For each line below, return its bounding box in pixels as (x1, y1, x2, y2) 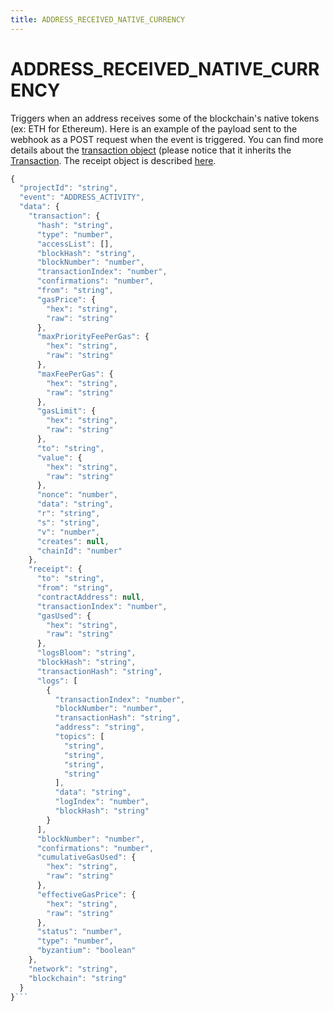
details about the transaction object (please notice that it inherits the (10, 144, 292, 156)
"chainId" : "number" (36, 546, 123, 556)
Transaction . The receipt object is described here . (10, 154, 217, 166)
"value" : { (36, 452, 83, 463)
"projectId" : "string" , (19, 183, 118, 193)
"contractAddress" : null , (36, 592, 145, 602)
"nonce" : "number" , (36, 490, 118, 500)
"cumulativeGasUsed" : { (36, 852, 137, 863)
